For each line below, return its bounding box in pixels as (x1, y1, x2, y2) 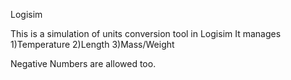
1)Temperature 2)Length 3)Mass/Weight (10, 39, 175, 50)
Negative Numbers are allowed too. (10, 58, 157, 69)
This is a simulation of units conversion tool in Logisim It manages (10, 28, 282, 39)
